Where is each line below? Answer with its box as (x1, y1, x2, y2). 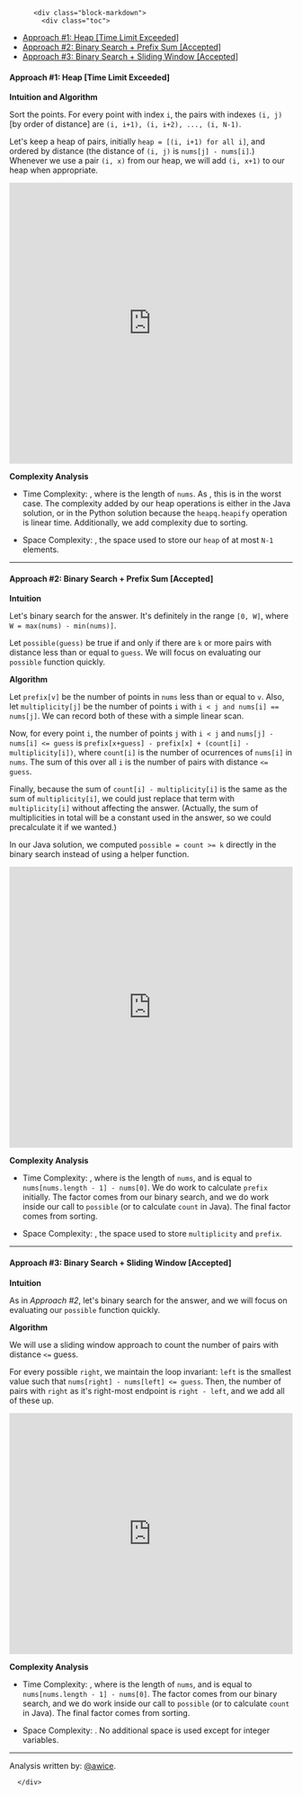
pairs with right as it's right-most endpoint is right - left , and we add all (9, 1385, 285, 1396)
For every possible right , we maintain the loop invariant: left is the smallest (9, 1366, 292, 1377)
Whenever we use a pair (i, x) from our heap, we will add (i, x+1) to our (9, 156, 285, 166)
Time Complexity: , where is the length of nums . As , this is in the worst (22, 488, 281, 499)
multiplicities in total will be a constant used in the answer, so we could (9, 812, 271, 823)
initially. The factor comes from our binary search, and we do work (22, 1192, 270, 1202)
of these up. (9, 1395, 54, 1406)
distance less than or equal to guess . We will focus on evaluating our (9, 647, 262, 658)
